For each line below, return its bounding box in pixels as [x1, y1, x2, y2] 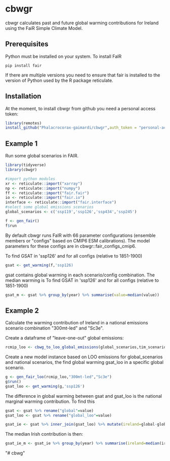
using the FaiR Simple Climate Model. [5, 25, 83, 31]
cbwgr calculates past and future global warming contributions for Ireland [5, 20, 159, 26]
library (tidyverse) [5, 162, 47, 167]
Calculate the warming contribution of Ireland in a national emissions [5, 320, 148, 326]
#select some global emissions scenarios [5, 204, 94, 210]
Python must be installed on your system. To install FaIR [5, 53, 122, 59]
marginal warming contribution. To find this [5, 398, 95, 404]
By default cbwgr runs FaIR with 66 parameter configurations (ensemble [5, 232, 156, 238]
